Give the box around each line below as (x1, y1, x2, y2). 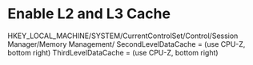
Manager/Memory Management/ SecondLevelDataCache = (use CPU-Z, (7, 39, 246, 48)
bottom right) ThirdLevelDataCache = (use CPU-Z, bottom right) (7, 48, 219, 57)
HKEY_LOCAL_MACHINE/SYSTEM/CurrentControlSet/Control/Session (7, 31, 239, 40)
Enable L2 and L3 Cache (7, 5, 171, 23)
